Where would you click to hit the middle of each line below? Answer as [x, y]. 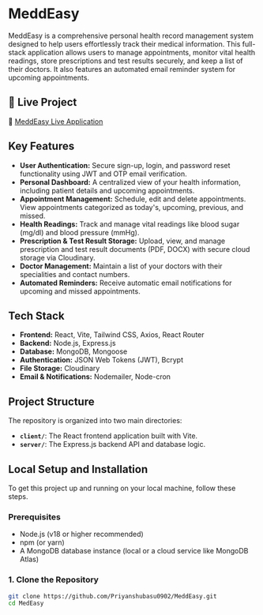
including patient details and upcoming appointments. [107, 190]
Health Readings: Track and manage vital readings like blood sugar [130, 224]
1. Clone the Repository [53, 579]
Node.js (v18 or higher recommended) [81, 534]
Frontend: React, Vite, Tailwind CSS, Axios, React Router [112, 335]
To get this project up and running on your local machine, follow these [122, 488]
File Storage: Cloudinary [60, 369]
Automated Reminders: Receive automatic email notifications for [126, 283]
